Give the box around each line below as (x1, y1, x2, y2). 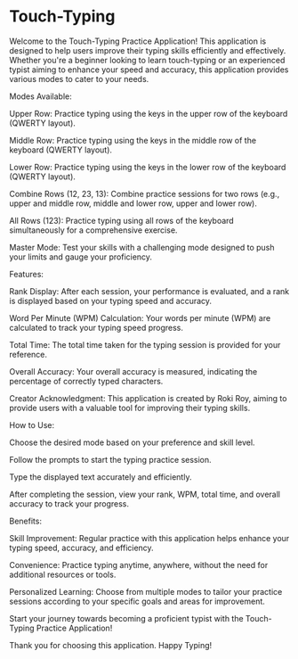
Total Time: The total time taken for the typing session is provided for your (9, 339, 281, 350)
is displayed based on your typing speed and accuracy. (9, 295, 212, 306)
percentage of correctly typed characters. (9, 375, 164, 386)
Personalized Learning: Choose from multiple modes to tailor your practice (9, 586, 283, 597)
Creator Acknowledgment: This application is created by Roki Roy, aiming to (9, 392, 287, 403)
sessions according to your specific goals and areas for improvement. (9, 596, 265, 606)
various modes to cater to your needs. (9, 73, 149, 84)
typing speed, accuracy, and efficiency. (9, 542, 154, 553)
